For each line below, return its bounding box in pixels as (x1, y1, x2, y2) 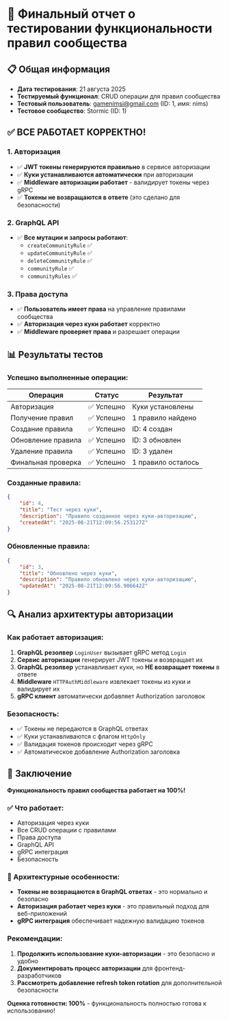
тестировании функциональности (7, 21, 213, 36)
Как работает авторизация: (7, 633, 104, 642)
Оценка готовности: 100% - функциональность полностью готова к (7, 999, 207, 1007)
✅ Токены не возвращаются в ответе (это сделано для (16, 193, 180, 201)
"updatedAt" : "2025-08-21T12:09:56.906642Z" (19, 583, 148, 589)
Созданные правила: (7, 478, 81, 487)
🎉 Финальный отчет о (7, 6, 136, 22)
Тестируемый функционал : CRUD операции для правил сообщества (16, 92, 221, 100)
